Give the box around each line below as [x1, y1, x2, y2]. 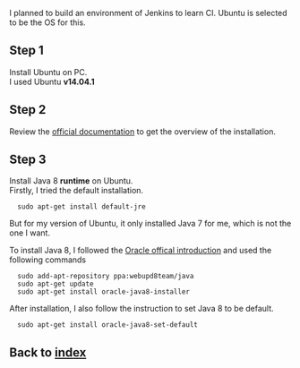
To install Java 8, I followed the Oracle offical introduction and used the [9, 245, 272, 256]
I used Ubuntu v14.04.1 [9, 76, 95, 87]
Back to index [9, 345, 87, 360]
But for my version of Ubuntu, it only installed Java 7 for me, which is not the [9, 218, 292, 229]
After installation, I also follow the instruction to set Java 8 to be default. [9, 304, 275, 314]
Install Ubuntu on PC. [9, 66, 88, 77]
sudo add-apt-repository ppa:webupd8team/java [17, 272, 194, 281]
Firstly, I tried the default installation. [9, 185, 144, 196]
